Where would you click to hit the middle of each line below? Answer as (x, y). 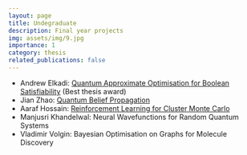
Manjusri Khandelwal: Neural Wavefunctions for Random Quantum (129, 117)
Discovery (36, 142)
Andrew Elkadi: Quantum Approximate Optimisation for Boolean (125, 83)
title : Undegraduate (43, 23)
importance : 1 (32, 46)
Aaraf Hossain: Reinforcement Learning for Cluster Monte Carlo (125, 108)
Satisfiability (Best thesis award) (73, 91)
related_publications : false (57, 61)
